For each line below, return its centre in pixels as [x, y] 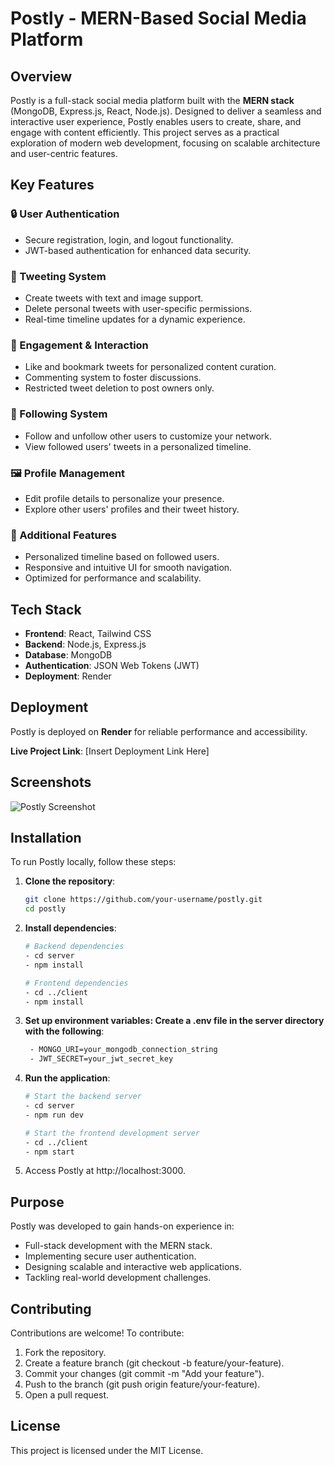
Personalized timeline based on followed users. [122, 557]
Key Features [52, 185]
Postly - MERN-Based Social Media [158, 18]
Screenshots [51, 782]
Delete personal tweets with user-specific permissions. [138, 308]
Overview [41, 76]
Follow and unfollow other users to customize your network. [148, 436]
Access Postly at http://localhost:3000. [105, 1171]
